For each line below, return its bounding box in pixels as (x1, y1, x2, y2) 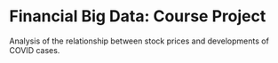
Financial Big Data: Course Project (9, 6, 266, 27)
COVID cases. (9, 44, 60, 55)
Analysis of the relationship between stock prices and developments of (9, 35, 269, 46)
